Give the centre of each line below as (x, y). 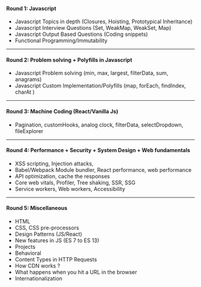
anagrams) (28, 79)
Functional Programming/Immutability (61, 41)
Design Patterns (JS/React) (48, 234)
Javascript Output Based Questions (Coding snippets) (81, 34)
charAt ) (25, 92)
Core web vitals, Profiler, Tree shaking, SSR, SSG (75, 183)
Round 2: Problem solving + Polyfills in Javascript (69, 60)
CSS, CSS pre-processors (47, 228)
